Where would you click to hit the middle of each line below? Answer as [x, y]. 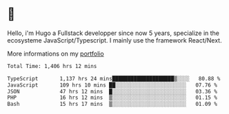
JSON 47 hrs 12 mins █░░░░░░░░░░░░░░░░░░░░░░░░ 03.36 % [112, 91]
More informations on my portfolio [56, 54]
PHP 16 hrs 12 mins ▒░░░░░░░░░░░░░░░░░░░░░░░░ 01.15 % [112, 98]
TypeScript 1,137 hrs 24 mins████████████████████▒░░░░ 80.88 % [114, 78]
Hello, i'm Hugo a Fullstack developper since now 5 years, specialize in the [113, 33]
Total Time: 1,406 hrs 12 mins [52, 66]
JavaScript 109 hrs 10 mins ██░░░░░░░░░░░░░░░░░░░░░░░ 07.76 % [112, 85]
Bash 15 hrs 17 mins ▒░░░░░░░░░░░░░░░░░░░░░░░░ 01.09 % [112, 104]
